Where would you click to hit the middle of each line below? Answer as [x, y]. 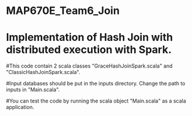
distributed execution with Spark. [89, 50]
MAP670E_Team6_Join [63, 11]
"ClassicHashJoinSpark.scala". [43, 72]
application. [20, 107]
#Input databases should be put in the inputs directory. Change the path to [96, 83]
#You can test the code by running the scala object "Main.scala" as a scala [96, 101]
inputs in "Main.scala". [33, 90]
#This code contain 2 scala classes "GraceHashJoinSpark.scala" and [90, 66]
